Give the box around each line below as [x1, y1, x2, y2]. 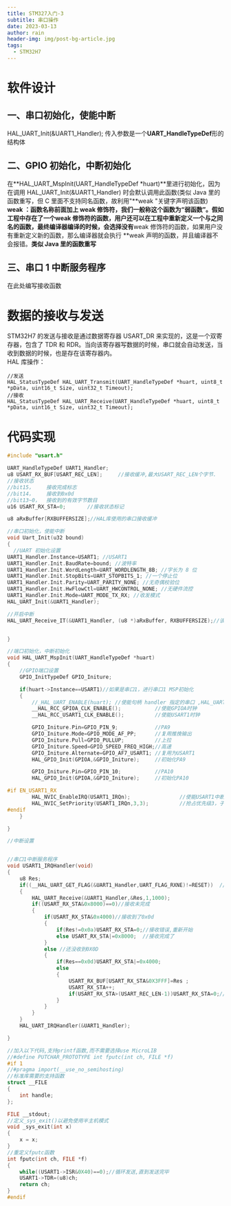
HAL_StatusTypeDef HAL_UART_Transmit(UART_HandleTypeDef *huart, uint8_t [7, 379, 223, 386]
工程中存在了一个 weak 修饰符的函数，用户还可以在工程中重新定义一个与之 [7, 214, 217, 222]
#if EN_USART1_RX [7, 787, 57, 795]
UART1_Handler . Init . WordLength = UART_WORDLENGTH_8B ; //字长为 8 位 [7, 566, 197, 573]
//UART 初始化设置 [13, 547, 60, 554]
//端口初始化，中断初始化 [7, 648, 70, 655]
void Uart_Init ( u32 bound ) [7, 535, 85, 541]
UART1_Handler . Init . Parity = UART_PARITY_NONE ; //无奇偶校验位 [7, 579, 180, 586]
